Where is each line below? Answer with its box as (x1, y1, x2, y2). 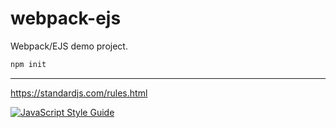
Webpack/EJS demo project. (10, 40, 128, 52)
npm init (10, 59, 47, 69)
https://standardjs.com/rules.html (10, 87, 148, 99)
